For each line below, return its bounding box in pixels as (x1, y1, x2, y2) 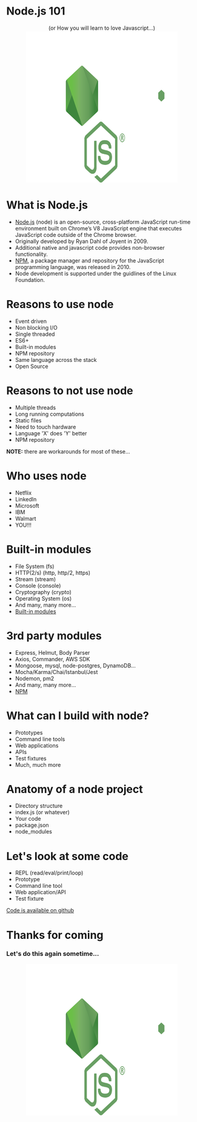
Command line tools (15, 735, 65, 743)
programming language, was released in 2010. (15, 263, 131, 270)
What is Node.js (6, 198, 88, 212)
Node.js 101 (6, 4, 65, 18)
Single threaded (15, 330, 55, 338)
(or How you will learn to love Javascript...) (48, 24, 156, 32)
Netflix (15, 489, 32, 496)
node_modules (15, 828, 53, 835)
